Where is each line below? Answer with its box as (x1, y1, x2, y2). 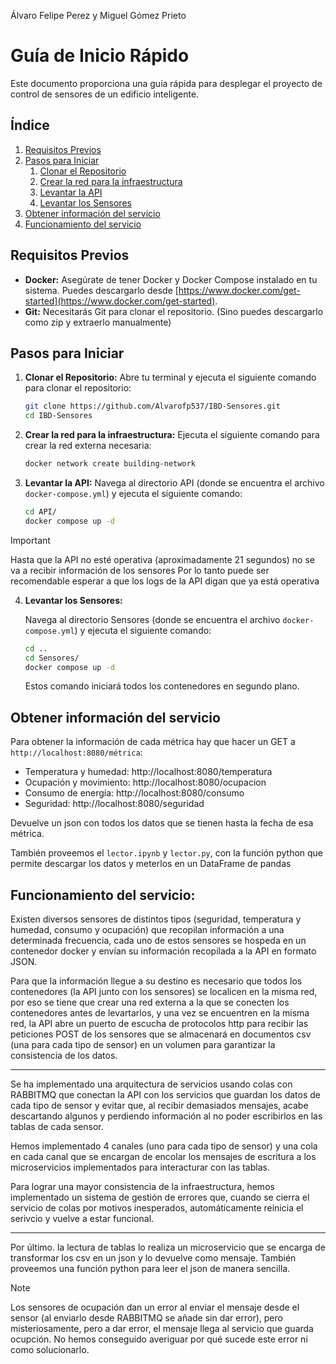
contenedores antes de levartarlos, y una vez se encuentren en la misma (10, 1007, 310, 1019)
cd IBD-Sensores (24, 411, 93, 421)
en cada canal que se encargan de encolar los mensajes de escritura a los (10, 1151, 317, 1162)
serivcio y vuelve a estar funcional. (10, 1213, 155, 1224)
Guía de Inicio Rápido (10, 45, 190, 67)
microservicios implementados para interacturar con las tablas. (10, 1161, 270, 1173)
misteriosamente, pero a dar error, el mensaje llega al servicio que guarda (10, 1323, 314, 1334)
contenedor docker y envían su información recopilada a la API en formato (10, 945, 317, 957)
